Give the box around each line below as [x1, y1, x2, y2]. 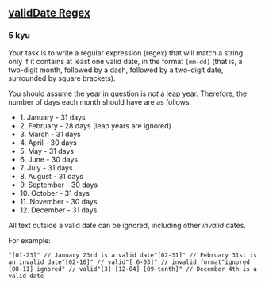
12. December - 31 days [19, 205, 98, 215]
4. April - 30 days [19, 138, 77, 147]
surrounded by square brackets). [8, 73, 116, 82]
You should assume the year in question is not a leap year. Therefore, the [8, 89, 248, 98]
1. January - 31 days [19, 112, 86, 122]
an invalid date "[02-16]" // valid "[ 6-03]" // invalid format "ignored [8, 257, 250, 266]
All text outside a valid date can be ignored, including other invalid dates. [8, 220, 246, 230]
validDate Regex [8, 6, 91, 20]
